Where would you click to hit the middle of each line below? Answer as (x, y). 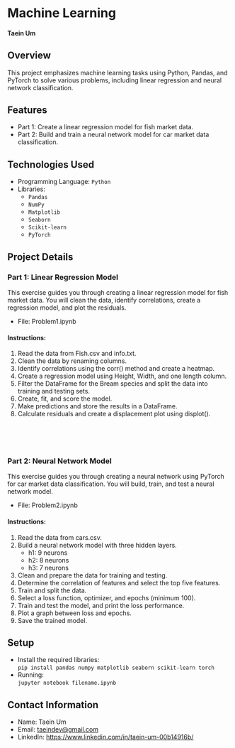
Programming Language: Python (64, 182)
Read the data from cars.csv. (60, 537)
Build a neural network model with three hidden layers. (97, 545)
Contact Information (53, 705)
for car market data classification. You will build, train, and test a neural (111, 484)
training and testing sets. (54, 391)
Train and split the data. (52, 590)
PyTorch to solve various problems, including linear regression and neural (114, 80)
